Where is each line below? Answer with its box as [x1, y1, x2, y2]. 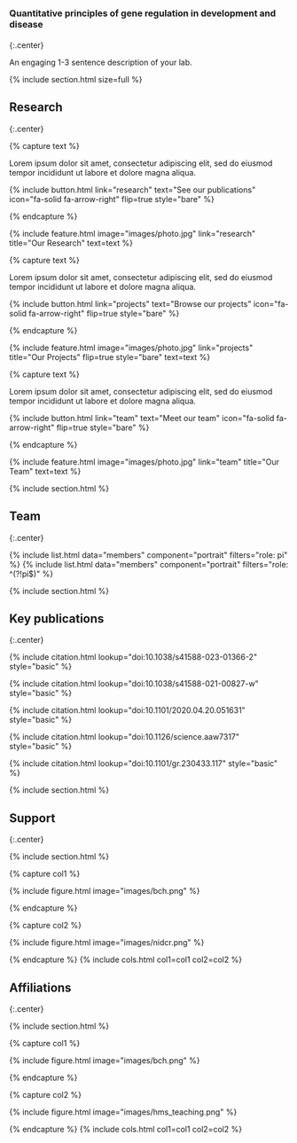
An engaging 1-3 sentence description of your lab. [9, 57, 192, 67]
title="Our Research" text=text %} [9, 238, 133, 248]
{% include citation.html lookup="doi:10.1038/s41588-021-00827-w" [9, 678, 259, 689]
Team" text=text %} [9, 466, 82, 476]
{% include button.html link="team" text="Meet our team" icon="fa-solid [9, 412, 275, 423]
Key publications [9, 611, 105, 626]
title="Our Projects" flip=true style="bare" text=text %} [9, 351, 211, 362]
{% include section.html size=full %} [9, 74, 143, 84]
